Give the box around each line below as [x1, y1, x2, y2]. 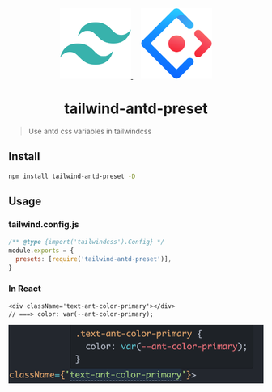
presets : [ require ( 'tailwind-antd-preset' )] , [15, 255, 172, 263]
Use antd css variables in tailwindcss [28, 126, 152, 136]
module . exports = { [8, 247, 74, 255]
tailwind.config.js [8, 218, 79, 230]
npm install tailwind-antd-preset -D [8, 172, 136, 180]
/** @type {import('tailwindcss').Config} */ [8, 238, 164, 247]
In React [8, 283, 42, 294]
